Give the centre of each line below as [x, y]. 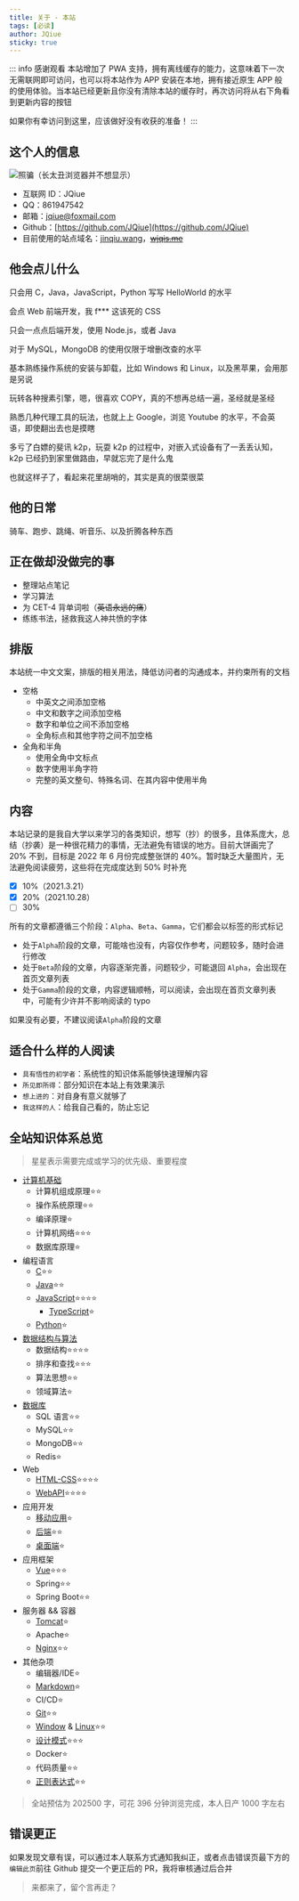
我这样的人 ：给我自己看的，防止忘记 [85, 1107]
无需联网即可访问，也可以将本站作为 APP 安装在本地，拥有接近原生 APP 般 [146, 80]
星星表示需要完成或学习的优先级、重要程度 [109, 1161]
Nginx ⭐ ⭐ [52, 1647]
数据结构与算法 [49, 1338]
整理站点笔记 [45, 585]
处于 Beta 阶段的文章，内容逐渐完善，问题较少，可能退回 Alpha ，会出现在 [154, 968]
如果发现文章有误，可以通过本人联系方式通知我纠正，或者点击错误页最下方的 [149, 1856]
